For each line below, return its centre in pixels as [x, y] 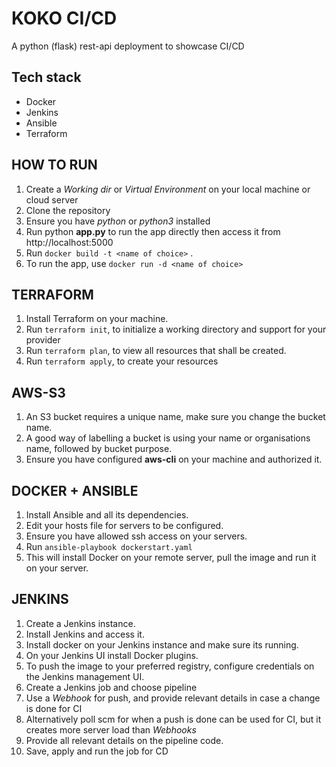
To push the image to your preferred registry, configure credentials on [170, 666]
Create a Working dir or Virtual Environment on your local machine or [168, 189]
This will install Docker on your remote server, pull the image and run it [171, 557]
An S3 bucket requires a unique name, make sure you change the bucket [175, 417]
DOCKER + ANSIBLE [75, 490]
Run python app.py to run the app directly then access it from [153, 231]
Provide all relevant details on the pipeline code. [124, 740]
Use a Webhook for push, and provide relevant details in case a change [173, 698]
